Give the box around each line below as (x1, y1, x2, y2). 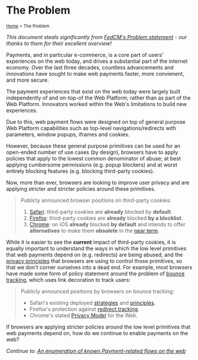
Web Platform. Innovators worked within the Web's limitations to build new (6, 100, 187, 107)
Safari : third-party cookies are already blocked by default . (29, 208, 173, 215)
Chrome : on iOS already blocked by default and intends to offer (29, 220, 186, 228)
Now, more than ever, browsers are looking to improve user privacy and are (6, 179, 190, 186)
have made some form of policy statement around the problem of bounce (6, 270, 185, 277)
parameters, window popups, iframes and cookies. (6, 131, 130, 138)
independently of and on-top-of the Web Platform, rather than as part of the (6, 94, 191, 101)
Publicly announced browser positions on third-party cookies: (20, 197, 171, 204)
